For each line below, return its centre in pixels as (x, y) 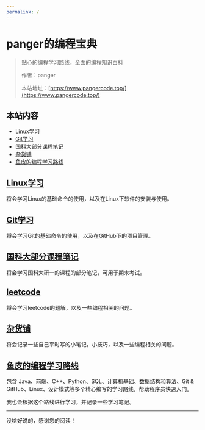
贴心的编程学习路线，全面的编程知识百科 (72, 62)
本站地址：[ (36, 88)
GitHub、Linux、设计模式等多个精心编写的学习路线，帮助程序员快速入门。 (99, 389)
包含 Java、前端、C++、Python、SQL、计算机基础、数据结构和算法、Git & (100, 381)
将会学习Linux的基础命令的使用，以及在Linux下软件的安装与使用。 (89, 199)
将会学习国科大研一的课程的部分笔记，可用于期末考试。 (76, 273)
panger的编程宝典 (52, 44)
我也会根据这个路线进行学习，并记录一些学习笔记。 (70, 402)
